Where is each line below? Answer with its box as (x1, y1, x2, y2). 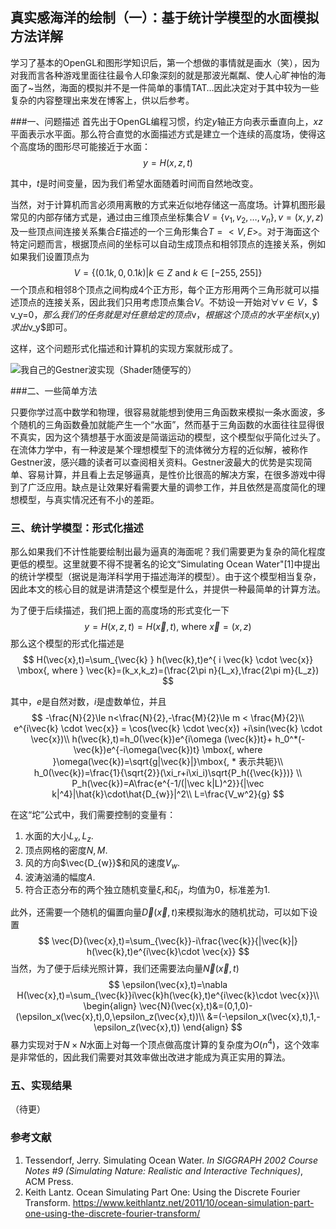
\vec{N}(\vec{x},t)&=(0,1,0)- (138, 1000, 253, 1012)
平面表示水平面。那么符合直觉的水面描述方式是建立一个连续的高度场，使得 (10, 128, 317, 140)
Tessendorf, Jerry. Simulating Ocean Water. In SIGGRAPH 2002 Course (24, 1154, 319, 1166)
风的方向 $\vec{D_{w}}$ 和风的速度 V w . (24, 856, 181, 871)
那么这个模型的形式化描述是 (10, 637, 125, 649)
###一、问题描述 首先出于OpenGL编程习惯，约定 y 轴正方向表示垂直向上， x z (10, 115, 323, 127)
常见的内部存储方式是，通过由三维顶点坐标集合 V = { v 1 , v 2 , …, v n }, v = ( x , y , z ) (10, 211, 324, 225)
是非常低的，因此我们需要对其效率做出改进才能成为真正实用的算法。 (10, 1051, 291, 1063)
